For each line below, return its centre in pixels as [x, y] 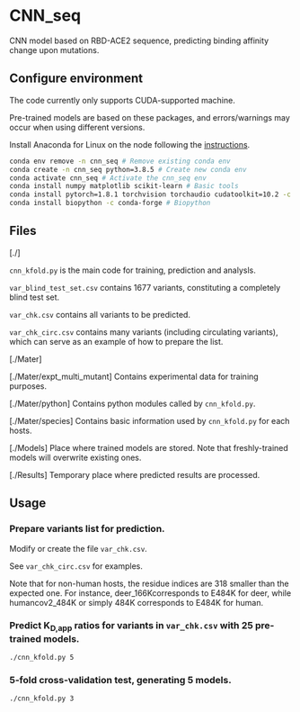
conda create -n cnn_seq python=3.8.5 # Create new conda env [128, 169]
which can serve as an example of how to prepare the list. [116, 341]
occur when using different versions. [77, 127]
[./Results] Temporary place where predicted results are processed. [135, 474]
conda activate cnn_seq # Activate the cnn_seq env [108, 178]
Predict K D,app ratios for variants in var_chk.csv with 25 [131, 626]
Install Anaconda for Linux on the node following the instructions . [130, 144]
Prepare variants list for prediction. [87, 529]
